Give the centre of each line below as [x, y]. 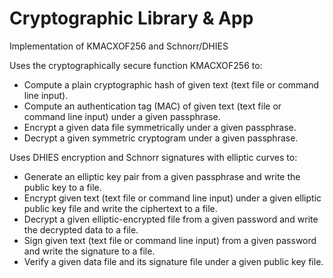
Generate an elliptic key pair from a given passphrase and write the [162, 176]
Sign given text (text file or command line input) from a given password [170, 240]
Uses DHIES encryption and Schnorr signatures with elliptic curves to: [153, 157]
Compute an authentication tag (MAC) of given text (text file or [152, 106]
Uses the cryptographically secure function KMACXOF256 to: [136, 65]
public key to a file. [62, 187]
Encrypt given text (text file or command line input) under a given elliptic [172, 198]
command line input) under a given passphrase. [122, 116]
